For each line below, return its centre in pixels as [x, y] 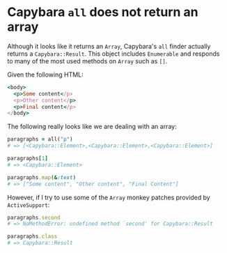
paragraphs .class [32, 237]
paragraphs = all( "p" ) [40, 139]
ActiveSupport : [29, 205]
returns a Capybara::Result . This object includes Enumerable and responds [113, 54]
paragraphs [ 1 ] [28, 159]
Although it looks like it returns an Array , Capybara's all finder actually [109, 46]
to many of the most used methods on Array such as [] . [87, 61]
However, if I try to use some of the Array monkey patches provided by [109, 197]
